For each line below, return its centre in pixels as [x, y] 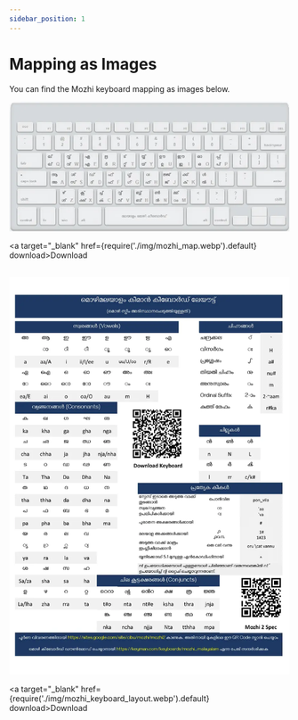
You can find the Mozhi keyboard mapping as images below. [120, 88]
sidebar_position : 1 [48, 19]
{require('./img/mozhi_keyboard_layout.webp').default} [110, 699]
